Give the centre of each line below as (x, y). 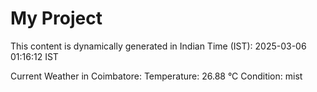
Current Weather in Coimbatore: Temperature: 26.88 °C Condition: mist (156, 76)
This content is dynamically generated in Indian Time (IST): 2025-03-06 (158, 46)
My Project (56, 18)
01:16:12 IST (34, 56)
